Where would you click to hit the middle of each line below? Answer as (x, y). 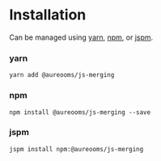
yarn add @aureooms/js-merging (62, 75)
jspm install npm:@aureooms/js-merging (76, 149)
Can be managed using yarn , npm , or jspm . (81, 37)
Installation (48, 15)
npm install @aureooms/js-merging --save (80, 112)
